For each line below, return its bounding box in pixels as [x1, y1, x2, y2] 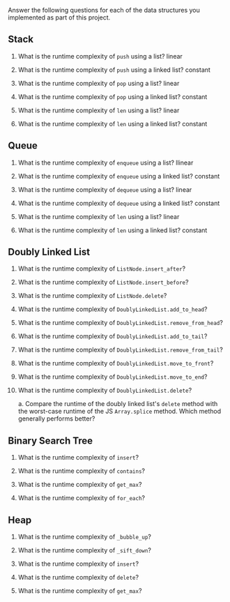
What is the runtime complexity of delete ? [17, 573, 139, 582]
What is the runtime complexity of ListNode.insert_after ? [17, 264, 186, 273]
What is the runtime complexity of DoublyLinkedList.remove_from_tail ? [17, 345, 224, 354]
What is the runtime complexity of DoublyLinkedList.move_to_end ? [17, 373, 208, 381]
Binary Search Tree [8, 435, 93, 446]
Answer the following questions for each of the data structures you [8, 6, 201, 14]
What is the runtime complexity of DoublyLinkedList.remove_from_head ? [17, 319, 224, 327]
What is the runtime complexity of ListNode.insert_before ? [17, 278, 189, 287]
